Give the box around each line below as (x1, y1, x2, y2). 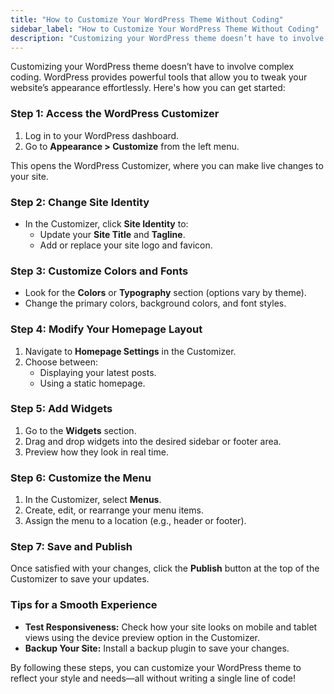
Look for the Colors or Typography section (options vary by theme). (24, 287, 307, 299)
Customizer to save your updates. (10, 573, 150, 585)
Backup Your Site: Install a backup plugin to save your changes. (24, 642, 290, 654)
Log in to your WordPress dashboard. (24, 129, 180, 141)
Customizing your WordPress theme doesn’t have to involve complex (10, 61, 295, 73)
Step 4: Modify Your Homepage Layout (10, 322, 203, 336)
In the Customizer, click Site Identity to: (24, 217, 189, 230)
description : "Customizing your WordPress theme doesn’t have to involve (10, 33, 325, 43)
